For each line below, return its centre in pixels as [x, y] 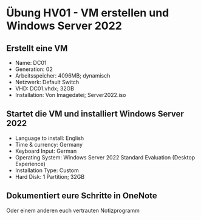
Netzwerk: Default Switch [47, 82]
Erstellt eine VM [37, 48]
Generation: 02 [34, 69]
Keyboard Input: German [46, 151]
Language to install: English [49, 138]
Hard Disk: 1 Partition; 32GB [50, 176]
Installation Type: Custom [47, 170]
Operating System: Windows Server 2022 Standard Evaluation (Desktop [105, 157]
